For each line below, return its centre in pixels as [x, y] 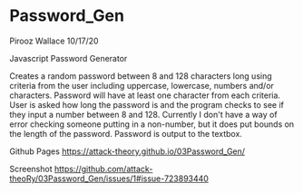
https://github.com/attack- [103, 169]
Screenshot [31, 169]
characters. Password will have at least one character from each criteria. [145, 95]
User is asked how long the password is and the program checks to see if [147, 104]
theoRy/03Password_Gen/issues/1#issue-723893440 [109, 179]
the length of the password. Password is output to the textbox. [126, 133]
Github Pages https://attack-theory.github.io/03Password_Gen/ [127, 151]
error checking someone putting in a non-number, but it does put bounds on [152, 124]
